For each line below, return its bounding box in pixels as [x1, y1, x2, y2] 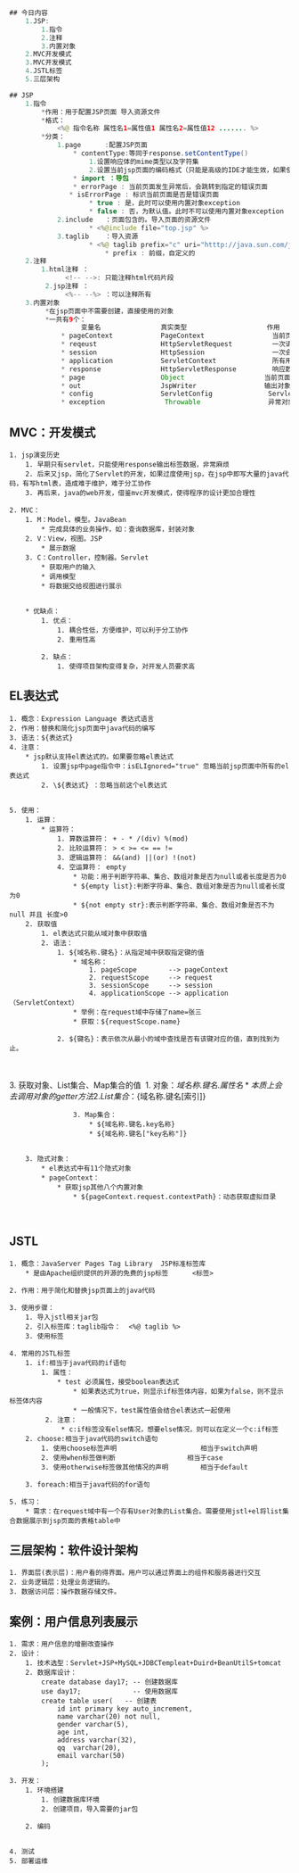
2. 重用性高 [56, 634, 96, 644]
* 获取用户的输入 [41, 562, 96, 571]
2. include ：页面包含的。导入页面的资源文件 [56, 215, 212, 224]
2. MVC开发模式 [25, 50, 73, 59]
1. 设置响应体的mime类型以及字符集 [88, 157, 199, 166]
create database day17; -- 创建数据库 [41, 1678, 178, 1687]
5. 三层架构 [25, 75, 61, 84]
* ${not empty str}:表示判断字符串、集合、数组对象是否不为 [72, 900, 275, 909]
